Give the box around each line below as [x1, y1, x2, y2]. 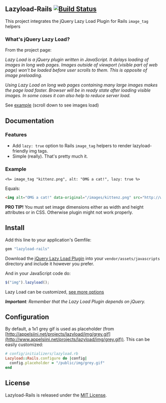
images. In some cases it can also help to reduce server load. [5, 93, 131, 99]
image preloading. [5, 72, 42, 78]
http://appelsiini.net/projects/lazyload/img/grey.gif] [6, 331, 111, 337]
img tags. [29, 148, 48, 154]
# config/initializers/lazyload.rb [5, 351, 79, 356]
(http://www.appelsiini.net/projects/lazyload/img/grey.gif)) [5, 337, 124, 343]
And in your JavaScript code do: [5, 270, 71, 276]
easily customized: [5, 342, 43, 347]
